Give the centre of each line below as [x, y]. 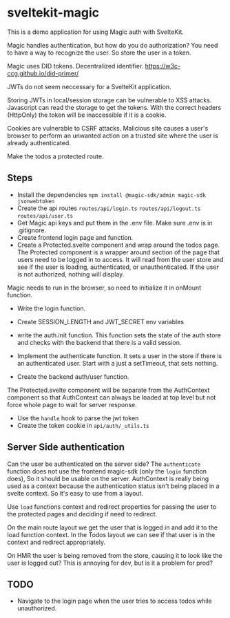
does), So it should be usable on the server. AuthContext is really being [108, 478]
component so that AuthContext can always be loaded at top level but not [112, 397]
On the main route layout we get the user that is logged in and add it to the [113, 527]
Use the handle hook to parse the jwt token [78, 418]
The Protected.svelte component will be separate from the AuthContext [108, 390]
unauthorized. [37, 608]
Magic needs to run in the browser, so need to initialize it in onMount [104, 288]
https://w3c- [163, 66]
